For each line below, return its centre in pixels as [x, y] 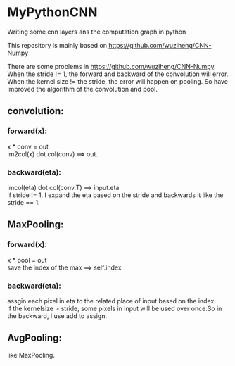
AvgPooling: [34, 338]
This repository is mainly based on [57, 45]
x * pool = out [27, 260]
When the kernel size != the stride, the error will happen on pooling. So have [118, 81]
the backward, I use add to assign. [57, 316]
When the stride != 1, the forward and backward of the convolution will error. [118, 74]
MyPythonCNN [52, 12]
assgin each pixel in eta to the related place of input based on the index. [112, 301]
